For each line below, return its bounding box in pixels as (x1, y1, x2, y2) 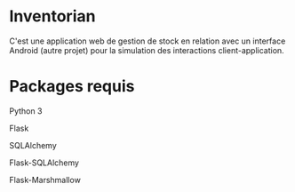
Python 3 (9, 105, 43, 116)
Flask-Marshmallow (9, 174, 82, 185)
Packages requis (9, 76, 135, 97)
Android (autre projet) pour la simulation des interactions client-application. (9, 44, 284, 55)
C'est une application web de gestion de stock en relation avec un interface (9, 36, 286, 46)
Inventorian (9, 6, 96, 27)
